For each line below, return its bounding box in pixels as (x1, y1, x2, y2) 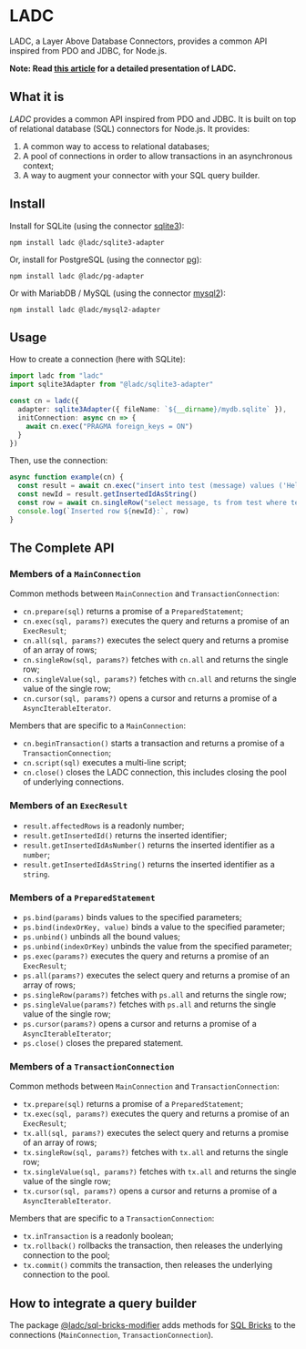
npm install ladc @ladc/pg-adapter (9, 271, 145, 280)
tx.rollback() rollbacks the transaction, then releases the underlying (22, 1240, 283, 1252)
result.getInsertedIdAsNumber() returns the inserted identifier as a (22, 839, 275, 850)
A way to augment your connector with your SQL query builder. (22, 169, 260, 180)
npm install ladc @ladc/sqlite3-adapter (9, 238, 166, 247)
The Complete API (9, 541, 115, 556)
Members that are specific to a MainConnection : (9, 720, 187, 731)
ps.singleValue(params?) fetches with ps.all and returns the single (22, 999, 277, 1009)
